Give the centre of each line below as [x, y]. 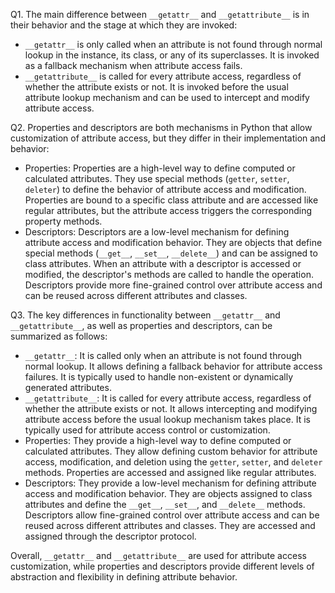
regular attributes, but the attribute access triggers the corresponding [168, 210]
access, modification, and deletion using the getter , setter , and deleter [173, 462]
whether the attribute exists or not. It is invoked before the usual [156, 87]
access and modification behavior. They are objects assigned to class [168, 493]
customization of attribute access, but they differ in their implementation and [168, 138]
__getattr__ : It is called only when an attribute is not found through [163, 355]
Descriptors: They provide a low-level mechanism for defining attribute [170, 483]
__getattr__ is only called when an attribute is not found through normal [173, 44]
